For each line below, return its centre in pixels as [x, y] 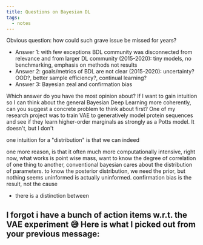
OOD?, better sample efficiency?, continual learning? [81, 78]
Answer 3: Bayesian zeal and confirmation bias [74, 84]
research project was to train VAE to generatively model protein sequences [100, 115]
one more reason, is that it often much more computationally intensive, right [101, 152]
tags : [13, 18]
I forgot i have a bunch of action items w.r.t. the [97, 215]
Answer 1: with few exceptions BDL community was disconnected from [104, 52]
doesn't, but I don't [30, 129]
